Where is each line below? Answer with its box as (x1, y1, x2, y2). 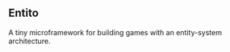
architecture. (8, 36, 51, 46)
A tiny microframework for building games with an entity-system (8, 27, 222, 37)
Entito (8, 6, 39, 20)
